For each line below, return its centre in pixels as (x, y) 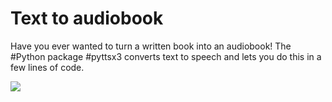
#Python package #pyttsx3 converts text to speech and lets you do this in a (166, 56)
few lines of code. (47, 67)
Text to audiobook (87, 18)
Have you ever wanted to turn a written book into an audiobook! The (151, 46)
